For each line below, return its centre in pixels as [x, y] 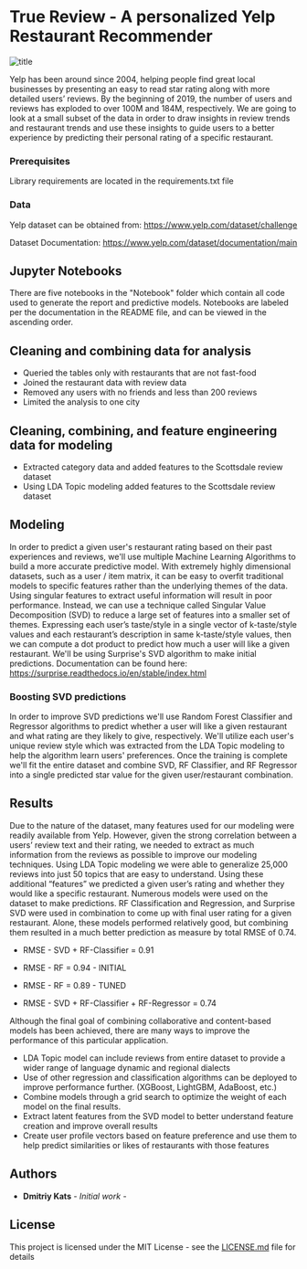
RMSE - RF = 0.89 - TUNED [74, 985]
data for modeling [61, 445]
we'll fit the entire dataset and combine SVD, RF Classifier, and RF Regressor [153, 766]
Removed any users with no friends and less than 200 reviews [140, 392]
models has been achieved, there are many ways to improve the [130, 1031]
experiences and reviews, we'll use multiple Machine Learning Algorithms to [153, 556]
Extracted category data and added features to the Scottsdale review [153, 467]
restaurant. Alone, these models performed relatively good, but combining [149, 922]
